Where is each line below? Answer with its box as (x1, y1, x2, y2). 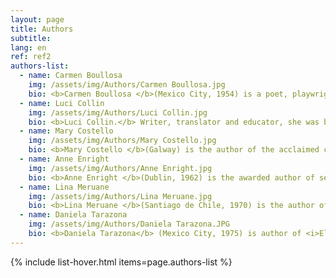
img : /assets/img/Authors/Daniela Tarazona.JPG (28, 219, 230, 230)
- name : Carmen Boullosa (19, 71, 123, 81)
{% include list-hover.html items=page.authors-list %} (10, 256, 233, 268)
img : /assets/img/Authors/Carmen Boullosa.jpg (28, 80, 226, 90)
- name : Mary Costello (19, 126, 114, 136)
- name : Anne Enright (19, 154, 110, 164)
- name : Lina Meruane (19, 182, 110, 192)
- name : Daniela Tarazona (19, 210, 128, 220)
